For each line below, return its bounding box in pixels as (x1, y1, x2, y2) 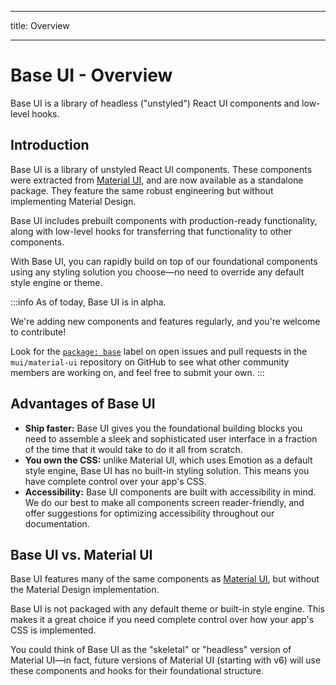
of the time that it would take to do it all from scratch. (24, 443, 243, 455)
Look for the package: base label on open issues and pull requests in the (10, 345, 308, 357)
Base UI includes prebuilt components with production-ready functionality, (10, 214, 318, 226)
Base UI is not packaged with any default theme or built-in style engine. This (10, 603, 325, 615)
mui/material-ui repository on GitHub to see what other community (10, 356, 290, 368)
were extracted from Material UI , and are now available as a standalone (10, 174, 304, 186)
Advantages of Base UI (10, 396, 156, 413)
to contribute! (10, 326, 67, 338)
